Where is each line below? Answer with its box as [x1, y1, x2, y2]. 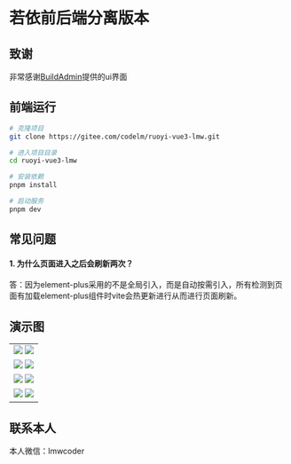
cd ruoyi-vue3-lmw [9, 156, 77, 165]
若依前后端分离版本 [9, 8, 150, 28]
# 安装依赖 [9, 172, 44, 182]
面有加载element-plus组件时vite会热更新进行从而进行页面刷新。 [9, 290, 242, 302]
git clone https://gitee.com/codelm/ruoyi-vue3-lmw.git [9, 132, 220, 141]
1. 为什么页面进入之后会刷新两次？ [9, 258, 134, 269]
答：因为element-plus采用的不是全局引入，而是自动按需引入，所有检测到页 [9, 279, 283, 290]
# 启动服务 [9, 197, 44, 206]
